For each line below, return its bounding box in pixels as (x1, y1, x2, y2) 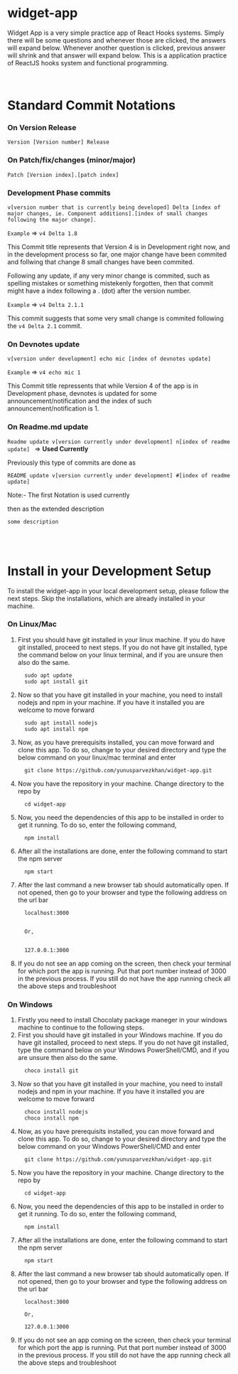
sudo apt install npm (24, 725, 89, 732)
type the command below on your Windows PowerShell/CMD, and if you (17, 1046, 229, 1054)
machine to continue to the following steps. (17, 1023, 144, 1032)
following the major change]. (7, 217, 97, 224)
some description (7, 518, 59, 525)
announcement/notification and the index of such (7, 396, 152, 406)
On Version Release (7, 123, 77, 133)
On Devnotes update (7, 339, 80, 349)
